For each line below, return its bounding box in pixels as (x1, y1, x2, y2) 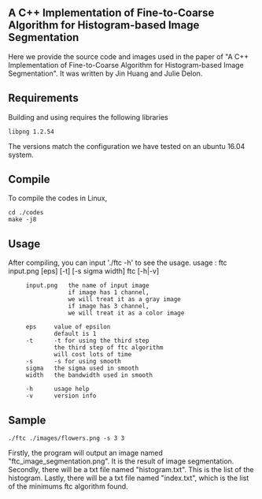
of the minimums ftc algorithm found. (8, 482, 128, 491)
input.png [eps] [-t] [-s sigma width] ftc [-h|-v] (8, 266, 160, 276)
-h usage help (25, 385, 90, 393)
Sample (8, 413, 46, 426)
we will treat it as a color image (68, 309, 185, 318)
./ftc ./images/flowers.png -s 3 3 (8, 434, 125, 442)
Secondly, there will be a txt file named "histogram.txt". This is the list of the (8, 465, 254, 475)
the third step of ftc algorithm (54, 344, 164, 352)
